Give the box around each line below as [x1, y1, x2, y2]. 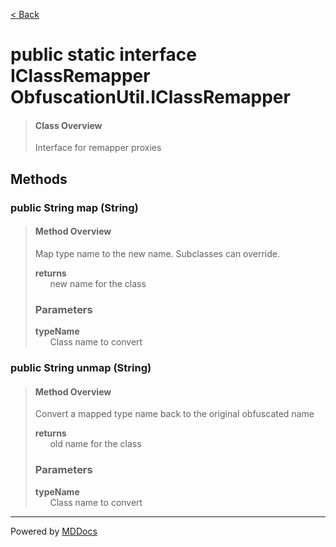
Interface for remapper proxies [34, 142, 162, 154]
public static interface [10, 44, 197, 66]
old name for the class [49, 438, 142, 450]
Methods [10, 170, 68, 188]
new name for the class [49, 277, 147, 289]
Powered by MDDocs [10, 525, 98, 537]
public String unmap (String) [10, 361, 152, 375]
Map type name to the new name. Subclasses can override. [34, 247, 281, 259]
